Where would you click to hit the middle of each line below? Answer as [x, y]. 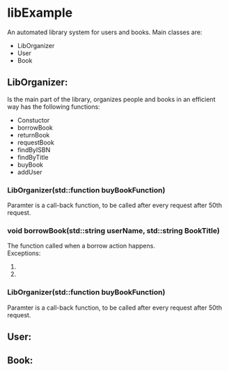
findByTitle [33, 157]
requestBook [35, 142]
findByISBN [34, 150]
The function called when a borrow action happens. [81, 246]
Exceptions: [24, 253]
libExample [40, 13]
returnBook [33, 135]
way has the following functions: [54, 107]
